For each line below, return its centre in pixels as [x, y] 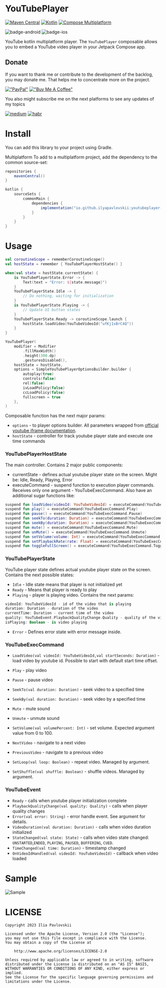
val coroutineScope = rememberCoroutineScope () [55, 260]
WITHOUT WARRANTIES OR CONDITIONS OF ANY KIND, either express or [75, 969]
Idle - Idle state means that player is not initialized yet [67, 584]
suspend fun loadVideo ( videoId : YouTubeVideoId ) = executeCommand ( [76, 504]
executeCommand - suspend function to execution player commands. [83, 485]
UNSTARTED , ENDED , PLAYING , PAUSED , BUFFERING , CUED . [63, 842]
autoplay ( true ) [39, 374]
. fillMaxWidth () [40, 351]
